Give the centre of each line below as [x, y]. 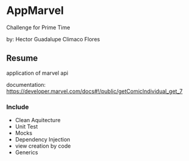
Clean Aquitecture [38, 120]
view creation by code [43, 146]
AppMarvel [35, 11]
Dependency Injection [43, 140]
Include [18, 107]
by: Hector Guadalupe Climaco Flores [53, 39]
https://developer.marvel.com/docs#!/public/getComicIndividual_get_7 [94, 91]
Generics [26, 152]
